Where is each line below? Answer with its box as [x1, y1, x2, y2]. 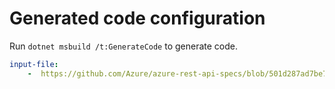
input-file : [9, 59, 59, 69]
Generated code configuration [9, 7, 266, 30]
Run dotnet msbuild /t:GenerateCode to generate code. [9, 40, 238, 52]
